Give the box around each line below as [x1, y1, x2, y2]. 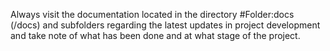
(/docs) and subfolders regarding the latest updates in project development [10, 19, 321, 31]
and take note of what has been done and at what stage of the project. [10, 30, 301, 41]
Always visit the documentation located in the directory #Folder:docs [10, 9, 295, 20]
